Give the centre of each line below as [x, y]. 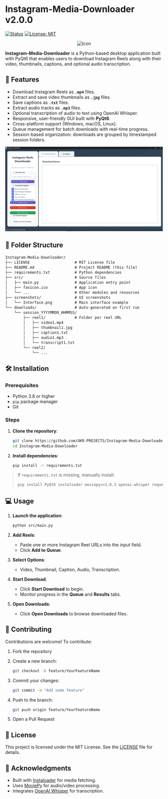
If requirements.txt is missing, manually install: [66, 475]
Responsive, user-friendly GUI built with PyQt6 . [61, 118]
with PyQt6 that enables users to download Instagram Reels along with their [83, 58]
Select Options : [29, 560]
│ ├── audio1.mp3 [43, 338]
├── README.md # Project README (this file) [71, 267]
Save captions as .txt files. [40, 102]
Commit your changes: [36, 680]
